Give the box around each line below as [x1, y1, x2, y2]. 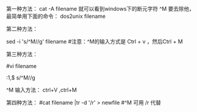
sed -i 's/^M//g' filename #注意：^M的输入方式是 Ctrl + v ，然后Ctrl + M [6, 38, 183, 45]
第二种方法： [6, 26, 38, 32]
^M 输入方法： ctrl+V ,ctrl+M [6, 86, 77, 94]
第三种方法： [6, 51, 38, 58]
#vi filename [6, 63, 37, 70]
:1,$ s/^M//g [6, 74, 36, 81]
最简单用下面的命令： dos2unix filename [6, 13, 106, 20]
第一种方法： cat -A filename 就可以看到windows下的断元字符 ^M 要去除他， [6, 5, 195, 12]
